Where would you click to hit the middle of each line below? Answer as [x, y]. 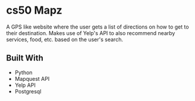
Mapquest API [32, 78]
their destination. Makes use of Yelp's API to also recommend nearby [91, 33]
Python [23, 72]
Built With [25, 58]
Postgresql [28, 91]
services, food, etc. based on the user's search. [65, 39]
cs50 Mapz [34, 10]
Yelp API [25, 85]
